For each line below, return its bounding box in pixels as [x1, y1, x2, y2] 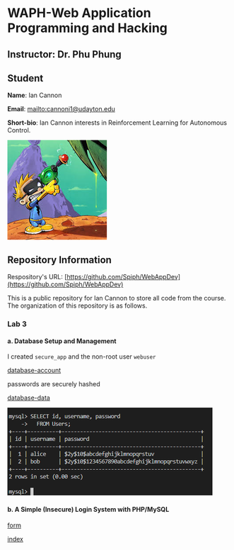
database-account [7, 366, 62, 375]
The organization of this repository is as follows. [7, 301, 148, 310]
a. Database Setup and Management [7, 337, 117, 345]
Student [7, 72, 44, 84]
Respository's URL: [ [7, 273, 67, 281]
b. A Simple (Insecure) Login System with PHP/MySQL [7, 505, 170, 513]
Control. [7, 126, 31, 135]
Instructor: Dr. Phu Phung [7, 48, 122, 60]
